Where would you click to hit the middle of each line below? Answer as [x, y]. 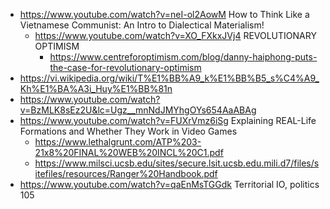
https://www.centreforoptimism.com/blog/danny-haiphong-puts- [183, 57]
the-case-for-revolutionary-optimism [125, 67]
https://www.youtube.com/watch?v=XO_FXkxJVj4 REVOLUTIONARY [175, 35]
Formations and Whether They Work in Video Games [128, 131]
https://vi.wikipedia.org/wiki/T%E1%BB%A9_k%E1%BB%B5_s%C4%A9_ [169, 78]
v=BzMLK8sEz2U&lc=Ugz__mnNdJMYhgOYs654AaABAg [138, 110]
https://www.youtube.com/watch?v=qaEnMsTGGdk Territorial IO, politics [169, 184]
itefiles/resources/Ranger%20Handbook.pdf [126, 173]
